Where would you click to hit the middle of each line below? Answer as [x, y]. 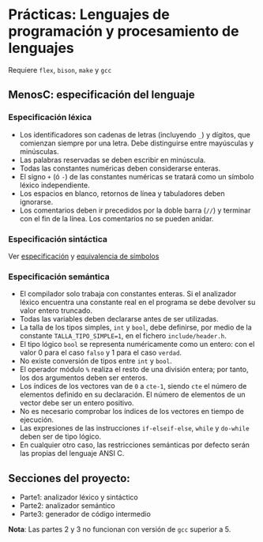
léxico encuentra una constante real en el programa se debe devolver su [137, 303]
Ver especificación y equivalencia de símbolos [84, 256]
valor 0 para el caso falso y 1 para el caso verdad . [101, 352]
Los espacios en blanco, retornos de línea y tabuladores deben [122, 193]
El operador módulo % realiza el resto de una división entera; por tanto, [134, 370]
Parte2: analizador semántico [68, 506]
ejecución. [36, 420]
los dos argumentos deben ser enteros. [84, 378]
